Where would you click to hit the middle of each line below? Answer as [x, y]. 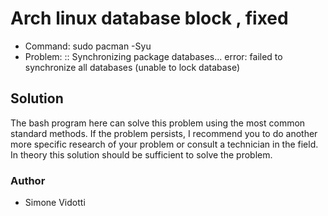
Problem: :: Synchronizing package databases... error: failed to [153, 56]
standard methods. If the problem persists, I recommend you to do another [164, 133]
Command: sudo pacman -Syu [88, 46]
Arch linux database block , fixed [149, 18]
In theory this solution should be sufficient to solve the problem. [141, 154]
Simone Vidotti [55, 203]
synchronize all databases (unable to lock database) [132, 67]
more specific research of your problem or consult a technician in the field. [164, 144]
